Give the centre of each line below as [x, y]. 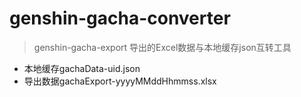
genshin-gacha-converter [120, 18]
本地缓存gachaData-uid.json [82, 68]
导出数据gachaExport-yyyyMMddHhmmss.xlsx [120, 81]
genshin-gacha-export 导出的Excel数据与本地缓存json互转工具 [162, 47]
